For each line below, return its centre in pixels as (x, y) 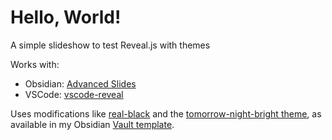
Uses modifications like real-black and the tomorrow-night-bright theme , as (166, 113)
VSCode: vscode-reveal (74, 94)
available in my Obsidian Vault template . (92, 124)
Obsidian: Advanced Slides (80, 83)
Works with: (35, 64)
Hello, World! (66, 17)
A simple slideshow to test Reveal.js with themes (110, 45)
